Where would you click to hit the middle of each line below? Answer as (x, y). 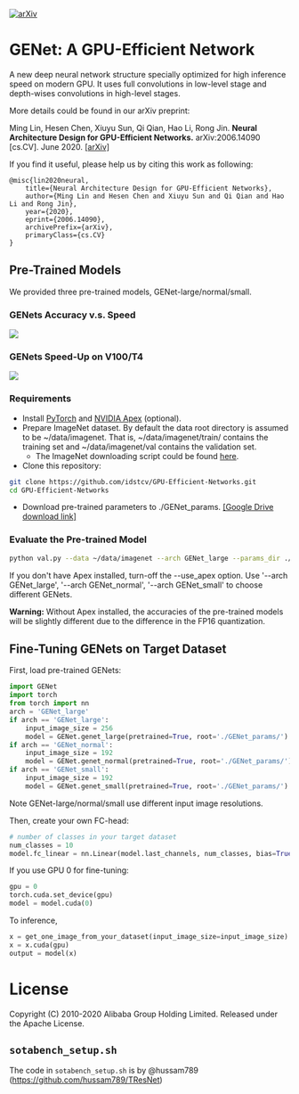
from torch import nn (49, 703)
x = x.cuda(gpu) (39, 945)
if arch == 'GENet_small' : (59, 770)
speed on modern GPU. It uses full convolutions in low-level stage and (138, 84)
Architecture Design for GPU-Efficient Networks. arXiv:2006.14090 (135, 137)
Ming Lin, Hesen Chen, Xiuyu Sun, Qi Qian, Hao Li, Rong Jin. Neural (133, 127)
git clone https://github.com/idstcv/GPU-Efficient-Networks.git (133, 481)
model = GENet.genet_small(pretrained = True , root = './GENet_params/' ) (157, 786)
